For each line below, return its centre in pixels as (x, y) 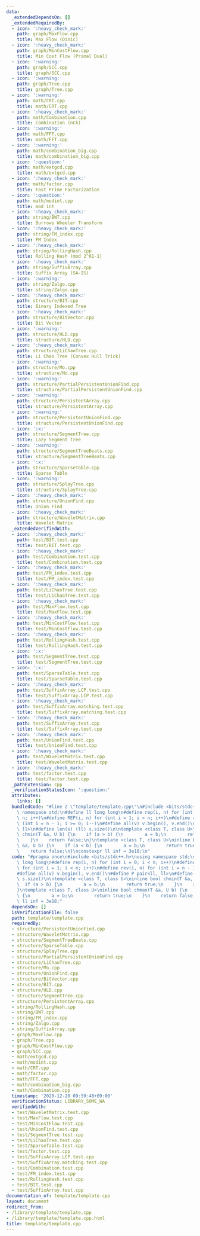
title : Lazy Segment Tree (49, 440)
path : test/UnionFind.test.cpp (56, 740)
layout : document (28, 1202)
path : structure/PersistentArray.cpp (64, 401)
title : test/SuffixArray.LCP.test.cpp (65, 695)
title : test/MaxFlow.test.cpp (54, 612)
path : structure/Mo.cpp (46, 367)
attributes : (26, 796)
